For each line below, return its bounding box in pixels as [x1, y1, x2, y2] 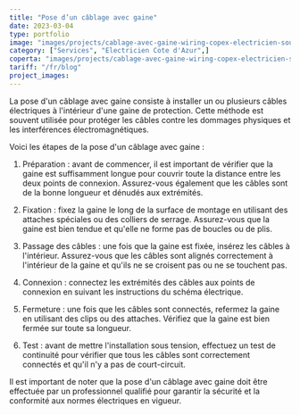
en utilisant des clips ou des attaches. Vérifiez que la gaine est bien [21, 313, 271, 324]
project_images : [9, 71, 70, 80]
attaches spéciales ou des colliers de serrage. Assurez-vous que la [21, 213, 271, 224]
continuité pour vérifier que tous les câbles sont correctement [21, 349, 251, 360]
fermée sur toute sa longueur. [21, 322, 132, 333]
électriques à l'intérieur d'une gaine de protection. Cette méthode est [9, 104, 264, 116]
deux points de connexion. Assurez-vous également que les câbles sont [21, 178, 288, 188]
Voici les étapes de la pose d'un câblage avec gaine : [9, 141, 205, 152]
